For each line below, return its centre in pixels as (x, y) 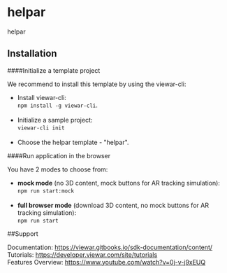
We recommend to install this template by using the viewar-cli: (97, 84)
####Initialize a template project (54, 70)
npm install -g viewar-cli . (57, 105)
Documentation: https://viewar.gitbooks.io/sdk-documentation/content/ (110, 247)
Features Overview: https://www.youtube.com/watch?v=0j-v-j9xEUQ (107, 262)
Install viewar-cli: (42, 97)
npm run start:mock (46, 191)
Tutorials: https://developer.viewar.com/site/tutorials (82, 254)
